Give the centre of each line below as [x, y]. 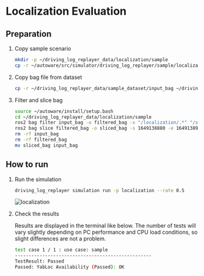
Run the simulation [38, 179]
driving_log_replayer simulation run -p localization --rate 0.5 [99, 190]
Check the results [37, 214]
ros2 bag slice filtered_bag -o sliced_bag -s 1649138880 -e [94, 129]
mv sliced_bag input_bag [46, 145]
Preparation [29, 34]
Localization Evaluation [66, 11]
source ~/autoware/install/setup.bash [64, 111]
